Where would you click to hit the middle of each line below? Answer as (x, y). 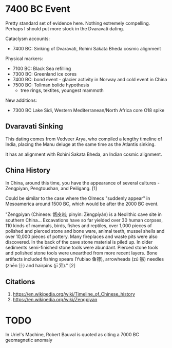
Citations (20, 281)
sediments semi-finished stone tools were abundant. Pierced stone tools (82, 247)
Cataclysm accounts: (28, 39)
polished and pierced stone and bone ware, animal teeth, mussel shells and (85, 231)
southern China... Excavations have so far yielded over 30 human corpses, (84, 220)
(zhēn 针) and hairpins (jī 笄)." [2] (41, 265)
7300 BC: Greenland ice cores (45, 74)
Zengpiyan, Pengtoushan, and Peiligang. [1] (51, 188)
